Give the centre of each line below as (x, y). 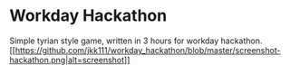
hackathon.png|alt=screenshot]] (70, 60)
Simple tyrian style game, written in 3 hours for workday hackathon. (136, 41)
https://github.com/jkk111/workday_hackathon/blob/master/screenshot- (148, 50)
